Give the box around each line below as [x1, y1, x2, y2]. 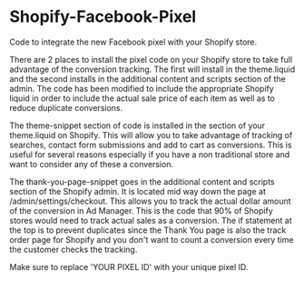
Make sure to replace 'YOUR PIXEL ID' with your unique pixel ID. [9, 261, 249, 272]
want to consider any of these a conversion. [9, 158, 174, 169]
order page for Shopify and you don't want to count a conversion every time [9, 234, 294, 245]
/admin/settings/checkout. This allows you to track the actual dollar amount [9, 196, 292, 206]
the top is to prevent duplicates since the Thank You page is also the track [9, 225, 287, 236]
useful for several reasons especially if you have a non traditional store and [9, 148, 290, 160]
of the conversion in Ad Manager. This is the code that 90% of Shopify [9, 205, 274, 216]
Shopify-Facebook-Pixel [9, 6, 197, 27]
